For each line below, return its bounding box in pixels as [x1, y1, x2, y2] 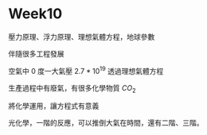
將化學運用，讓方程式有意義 [8, 101, 100, 111]
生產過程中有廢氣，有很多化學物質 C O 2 [8, 83, 136, 94]
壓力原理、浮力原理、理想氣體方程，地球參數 [8, 32, 155, 41]
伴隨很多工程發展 [8, 48, 64, 58]
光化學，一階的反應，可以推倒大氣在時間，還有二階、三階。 [8, 118, 204, 128]
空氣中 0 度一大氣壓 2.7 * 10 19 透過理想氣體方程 [8, 64, 164, 75]
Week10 [8, 5, 63, 23]
